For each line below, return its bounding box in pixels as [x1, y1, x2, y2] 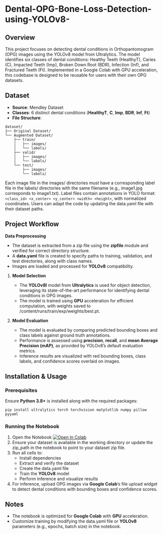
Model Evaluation [12, 318, 49, 323]
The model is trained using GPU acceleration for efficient [19, 298, 134, 303]
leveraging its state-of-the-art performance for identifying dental [19, 287, 149, 293]
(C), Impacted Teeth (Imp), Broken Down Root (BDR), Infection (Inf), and [5, 62, 149, 67]
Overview [5, 33, 36, 42]
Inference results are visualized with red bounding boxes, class [19, 353, 146, 359]
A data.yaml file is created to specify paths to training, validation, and [12, 253, 152, 258]
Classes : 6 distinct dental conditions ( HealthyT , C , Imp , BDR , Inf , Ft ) [12, 109, 150, 115]
